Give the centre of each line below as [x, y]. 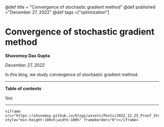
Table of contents [23, 88]
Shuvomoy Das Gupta [28, 55]
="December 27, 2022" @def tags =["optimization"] [57, 12]
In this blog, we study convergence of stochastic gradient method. [72, 74]
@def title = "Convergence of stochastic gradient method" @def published [80, 7]
